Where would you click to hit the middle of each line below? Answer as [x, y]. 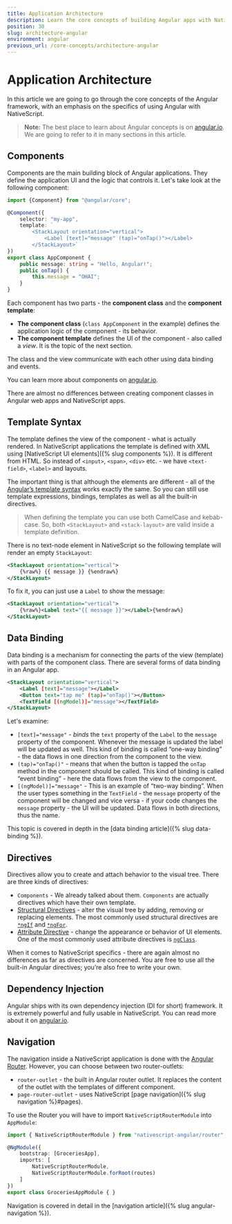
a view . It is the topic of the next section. [75, 346]
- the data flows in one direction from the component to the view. [109, 757]
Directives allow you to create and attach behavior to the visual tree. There [113, 874]
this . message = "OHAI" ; [66, 277]
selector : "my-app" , [49, 219]
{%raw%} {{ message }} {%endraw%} [69, 572]
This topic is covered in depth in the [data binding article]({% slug [101, 829]
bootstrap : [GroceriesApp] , [60, 1154]
